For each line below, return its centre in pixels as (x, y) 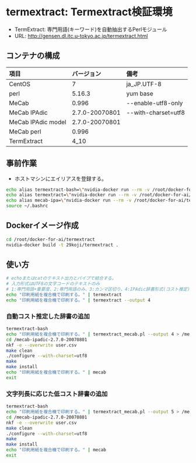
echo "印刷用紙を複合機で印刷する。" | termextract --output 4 (78, 300)
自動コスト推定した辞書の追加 (48, 316)
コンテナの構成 (33, 56)
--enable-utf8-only (155, 103)
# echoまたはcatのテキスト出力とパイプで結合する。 (61, 279)
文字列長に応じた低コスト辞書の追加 (57, 394)
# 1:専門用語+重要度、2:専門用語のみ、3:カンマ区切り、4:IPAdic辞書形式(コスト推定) (98, 289)
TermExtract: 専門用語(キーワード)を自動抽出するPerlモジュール (91, 29)
